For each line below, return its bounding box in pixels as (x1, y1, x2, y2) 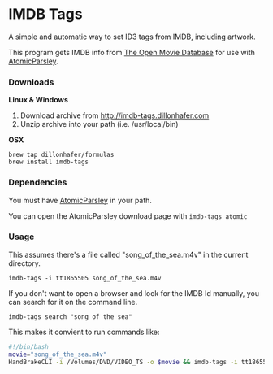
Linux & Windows (8, 95, 69, 105)
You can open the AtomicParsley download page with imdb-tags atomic (8, 211, 248, 220)
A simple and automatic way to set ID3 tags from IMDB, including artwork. (8, 32, 256, 41)
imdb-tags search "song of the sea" (8, 312, 132, 321)
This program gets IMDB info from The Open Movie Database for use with (8, 47, 256, 57)
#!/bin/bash (8, 342, 49, 350)
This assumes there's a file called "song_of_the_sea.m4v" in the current (8, 250, 249, 259)
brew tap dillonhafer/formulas (8, 151, 115, 159)
